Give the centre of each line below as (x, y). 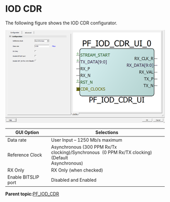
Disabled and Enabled (74, 180)
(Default (60, 157)
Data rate (17, 140)
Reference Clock (25, 155)
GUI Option (27, 132)
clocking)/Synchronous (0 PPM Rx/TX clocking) (102, 152)
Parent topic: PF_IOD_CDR (32, 194)
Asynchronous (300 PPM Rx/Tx (84, 147)
